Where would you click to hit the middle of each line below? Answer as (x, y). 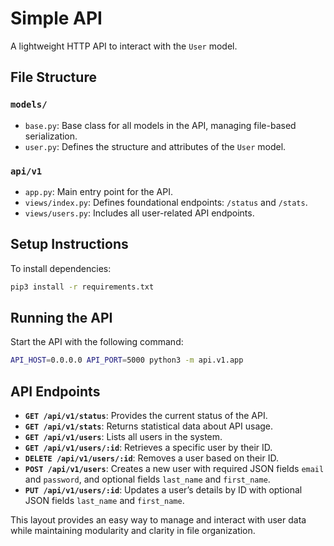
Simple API (56, 18)
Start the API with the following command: (97, 342)
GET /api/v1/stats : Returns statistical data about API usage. (149, 426)
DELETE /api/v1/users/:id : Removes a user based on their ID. (151, 458)
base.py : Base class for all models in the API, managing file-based (160, 125)
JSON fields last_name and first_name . (104, 501)
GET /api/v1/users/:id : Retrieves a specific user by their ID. (148, 448)
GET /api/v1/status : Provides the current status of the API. (146, 416)
